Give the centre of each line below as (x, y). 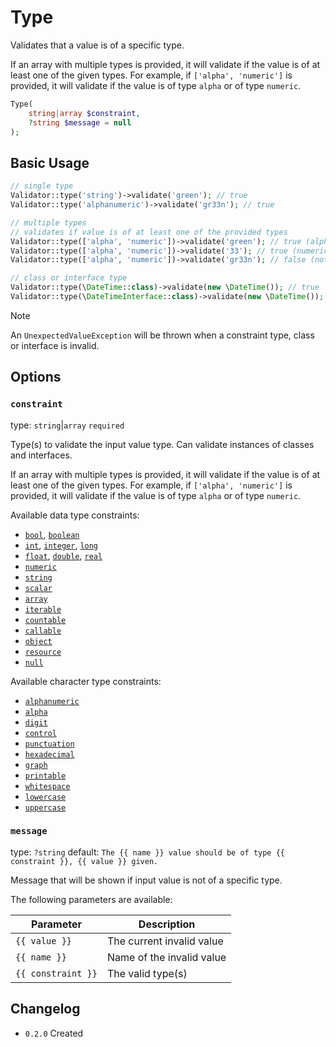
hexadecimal (49, 754)
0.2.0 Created (54, 1033)
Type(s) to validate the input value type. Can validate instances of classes (162, 444)
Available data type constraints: (75, 515)
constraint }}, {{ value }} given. (84, 861)
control (40, 733)
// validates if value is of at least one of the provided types (149, 232)
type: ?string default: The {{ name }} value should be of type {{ (147, 852)
